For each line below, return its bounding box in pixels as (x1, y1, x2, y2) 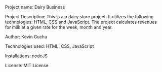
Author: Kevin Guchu (5, 34, 47, 39)
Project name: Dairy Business (5, 4, 65, 10)
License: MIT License (5, 63, 48, 68)
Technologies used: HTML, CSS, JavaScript (5, 43, 94, 49)
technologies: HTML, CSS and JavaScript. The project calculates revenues (5, 19, 157, 25)
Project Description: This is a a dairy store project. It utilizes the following (5, 14, 154, 19)
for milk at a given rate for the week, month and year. (5, 24, 113, 30)
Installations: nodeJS (5, 53, 48, 59)
